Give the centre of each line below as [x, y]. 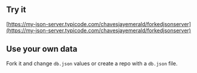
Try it [16, 10]
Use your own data [42, 49]
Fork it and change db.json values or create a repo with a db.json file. [92, 63]
